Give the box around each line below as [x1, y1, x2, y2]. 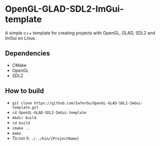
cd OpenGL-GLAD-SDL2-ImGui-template [12, 110, 87, 115]
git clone [12, 101, 33, 105]
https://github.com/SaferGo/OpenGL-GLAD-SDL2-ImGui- [34, 101, 143, 105]
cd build [12, 121, 30, 125]
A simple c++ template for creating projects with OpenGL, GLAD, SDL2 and [5, 30, 156, 36]
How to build [5, 87, 44, 95]
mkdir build [12, 115, 36, 120]
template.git [12, 105, 39, 110]
